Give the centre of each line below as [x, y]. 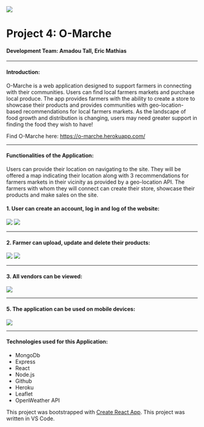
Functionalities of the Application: [50, 156]
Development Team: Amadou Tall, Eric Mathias [66, 50]
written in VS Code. [31, 419]
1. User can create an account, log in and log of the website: [83, 209]
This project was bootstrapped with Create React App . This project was [96, 412]
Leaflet [24, 394]
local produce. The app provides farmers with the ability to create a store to [101, 98]
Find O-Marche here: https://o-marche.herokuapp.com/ [76, 136]
